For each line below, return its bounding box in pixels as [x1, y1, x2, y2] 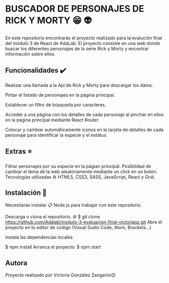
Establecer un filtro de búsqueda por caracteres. [5, 101, 106, 107]
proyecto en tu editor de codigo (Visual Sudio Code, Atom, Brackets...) [5, 224, 151, 231]
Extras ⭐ [5, 147, 32, 156]
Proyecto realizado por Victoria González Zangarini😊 [5, 272, 116, 278]
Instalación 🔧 [5, 188, 47, 197]
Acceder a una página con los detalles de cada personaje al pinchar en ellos [5, 111, 164, 118]
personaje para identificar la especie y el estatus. [5, 132, 107, 138]
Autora [5, 258, 28, 267]
